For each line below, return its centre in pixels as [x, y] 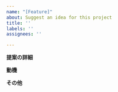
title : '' [19, 23]
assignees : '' [24, 34]
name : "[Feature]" [29, 12]
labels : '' [20, 29]
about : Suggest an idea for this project [59, 17]
